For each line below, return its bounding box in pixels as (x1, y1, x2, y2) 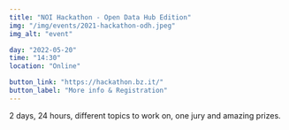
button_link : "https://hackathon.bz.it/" (9, 78, 164, 87)
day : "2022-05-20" (9, 45, 77, 54)
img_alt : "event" (9, 29, 73, 38)
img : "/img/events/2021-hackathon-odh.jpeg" (9, 21, 176, 30)
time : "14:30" (9, 54, 62, 63)
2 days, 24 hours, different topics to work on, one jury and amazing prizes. (9, 110, 281, 120)
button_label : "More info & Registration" (9, 86, 168, 95)
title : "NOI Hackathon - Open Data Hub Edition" (9, 12, 192, 22)
